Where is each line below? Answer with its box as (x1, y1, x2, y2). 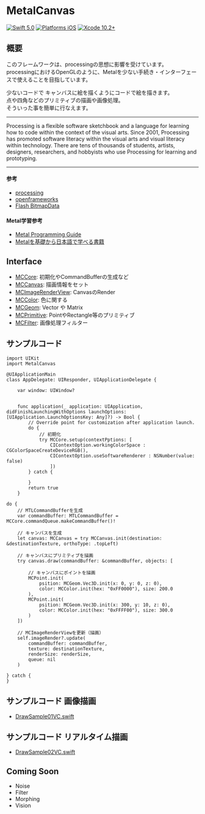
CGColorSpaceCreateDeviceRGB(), (6, 447, 88, 453)
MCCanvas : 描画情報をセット (15, 281, 89, 288)
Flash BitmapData (15, 202, 60, 209)
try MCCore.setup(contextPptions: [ (38, 437, 132, 443)
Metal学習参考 (6, 216, 43, 224)
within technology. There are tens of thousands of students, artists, (6, 141, 175, 149)
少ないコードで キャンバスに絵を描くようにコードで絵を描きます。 (6, 89, 173, 96)
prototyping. (6, 154, 38, 162)
